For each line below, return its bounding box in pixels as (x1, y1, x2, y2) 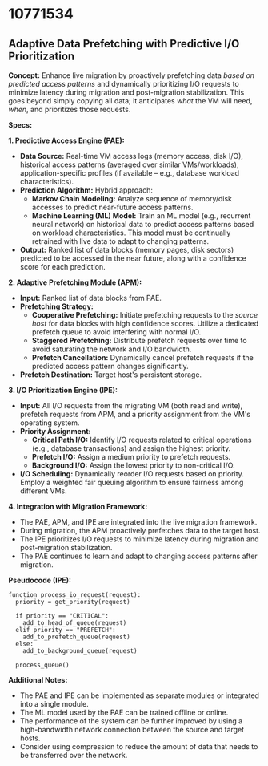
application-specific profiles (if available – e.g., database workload (19, 168, 240, 177)
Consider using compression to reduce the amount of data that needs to (19, 742, 258, 751)
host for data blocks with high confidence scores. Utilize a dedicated (31, 318, 259, 328)
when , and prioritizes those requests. (8, 105, 131, 114)
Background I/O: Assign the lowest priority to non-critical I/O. (31, 460, 235, 470)
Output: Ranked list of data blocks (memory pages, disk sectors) (19, 245, 234, 254)
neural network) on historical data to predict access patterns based (31, 220, 254, 229)
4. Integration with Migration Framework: (8, 502, 148, 511)
